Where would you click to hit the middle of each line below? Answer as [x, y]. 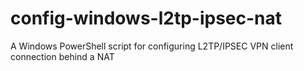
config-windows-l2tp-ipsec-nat [146, 18]
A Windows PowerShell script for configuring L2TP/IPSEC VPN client [152, 46]
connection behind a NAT [62, 56]
